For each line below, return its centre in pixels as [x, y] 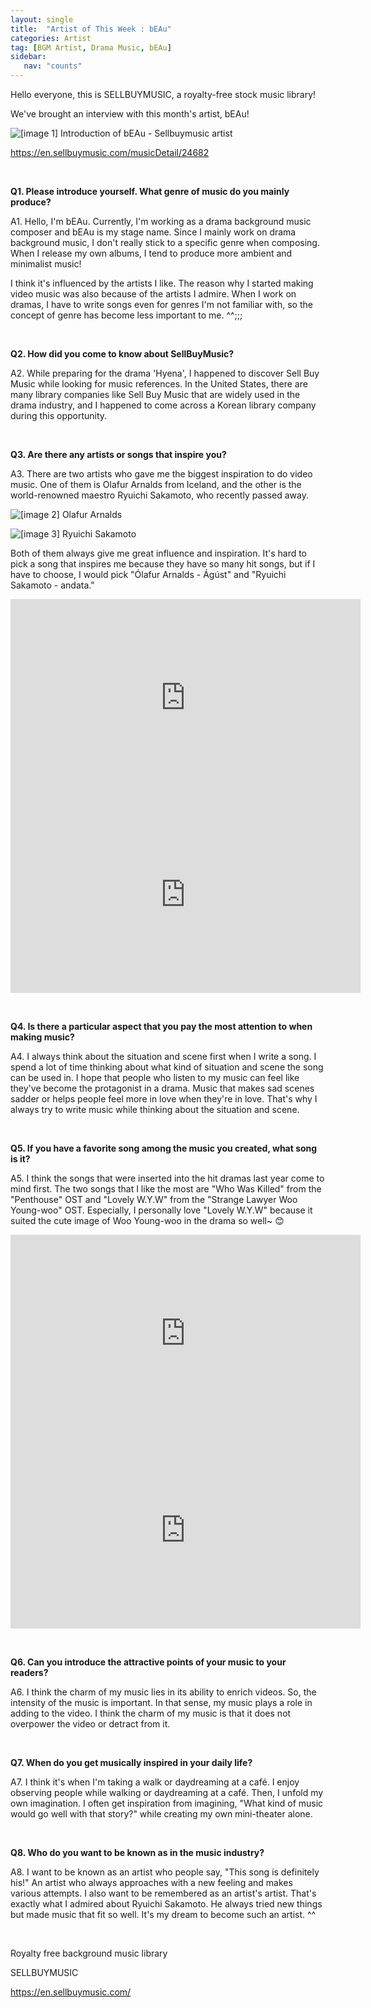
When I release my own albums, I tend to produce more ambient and [151, 253]
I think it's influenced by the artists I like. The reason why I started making [162, 283]
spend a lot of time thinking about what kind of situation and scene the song [167, 1067]
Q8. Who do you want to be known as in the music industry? [137, 1852]
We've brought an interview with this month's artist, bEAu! [130, 114]
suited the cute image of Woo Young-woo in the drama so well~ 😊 [147, 1220]
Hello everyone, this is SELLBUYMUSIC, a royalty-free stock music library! [163, 94]
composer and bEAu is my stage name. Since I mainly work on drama [153, 232]
